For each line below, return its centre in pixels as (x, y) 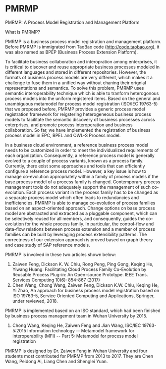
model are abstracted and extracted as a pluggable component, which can (81, 213)
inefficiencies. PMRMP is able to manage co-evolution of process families (80, 203)
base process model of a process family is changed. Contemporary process (83, 182)
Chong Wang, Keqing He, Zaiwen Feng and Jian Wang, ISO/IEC (77, 325)
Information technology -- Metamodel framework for (81, 330)
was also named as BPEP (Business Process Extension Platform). (72, 52)
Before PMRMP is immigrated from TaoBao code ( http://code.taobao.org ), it (82, 47)
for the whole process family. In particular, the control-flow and (89, 224)
